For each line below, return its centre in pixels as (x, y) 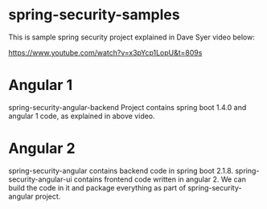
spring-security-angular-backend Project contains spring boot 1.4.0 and (127, 107)
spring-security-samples (94, 15)
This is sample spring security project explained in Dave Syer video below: (131, 37)
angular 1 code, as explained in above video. (82, 116)
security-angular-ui (40, 179)
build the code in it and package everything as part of (97, 187)
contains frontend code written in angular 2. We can (160, 179)
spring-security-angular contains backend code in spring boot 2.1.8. (121, 170)
